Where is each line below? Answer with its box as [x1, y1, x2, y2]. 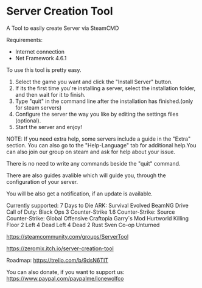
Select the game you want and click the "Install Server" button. [15, 78, 173, 85]
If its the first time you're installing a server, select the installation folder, [15, 84, 196, 92]
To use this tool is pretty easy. [6, 66, 82, 74]
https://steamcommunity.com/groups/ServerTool [6, 233, 129, 240]
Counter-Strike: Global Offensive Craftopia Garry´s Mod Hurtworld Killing [6, 214, 189, 222]
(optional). [15, 117, 41, 124]
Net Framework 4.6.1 [15, 54, 67, 61]
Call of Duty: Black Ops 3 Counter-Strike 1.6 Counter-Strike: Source [6, 208, 175, 216]
